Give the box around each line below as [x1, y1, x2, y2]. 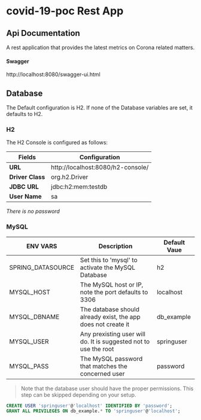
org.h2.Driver [50, 173, 89, 181]
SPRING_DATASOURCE [9, 263, 75, 272]
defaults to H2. [6, 111, 43, 118]
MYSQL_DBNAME [9, 312, 60, 321]
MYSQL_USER [9, 337, 49, 345]
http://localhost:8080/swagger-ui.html [6, 71, 100, 78]
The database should [80, 305, 139, 314]
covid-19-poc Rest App [6, 4, 124, 18]
